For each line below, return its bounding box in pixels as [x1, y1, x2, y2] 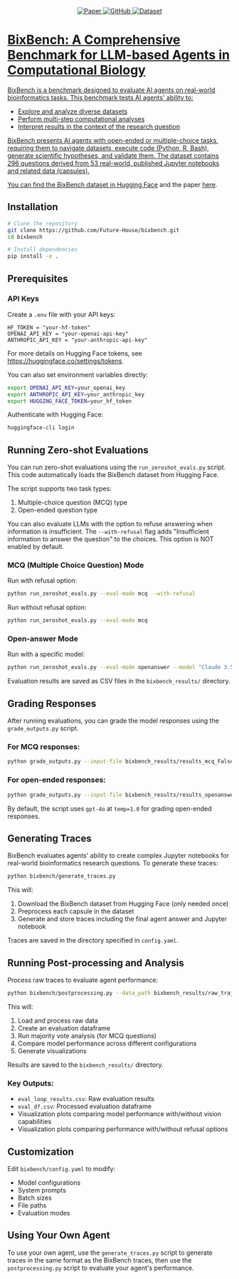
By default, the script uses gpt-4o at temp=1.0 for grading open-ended [7, 804, 212, 813]
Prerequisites [7, 272, 68, 285]
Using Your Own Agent [7, 1229, 110, 1242]
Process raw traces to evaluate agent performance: [7, 975, 159, 984]
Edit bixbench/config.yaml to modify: [7, 1164, 116, 1173]
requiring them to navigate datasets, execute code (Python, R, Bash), [7, 144, 210, 152]
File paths [17, 1200, 47, 1210]
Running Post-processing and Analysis [7, 957, 184, 969]
